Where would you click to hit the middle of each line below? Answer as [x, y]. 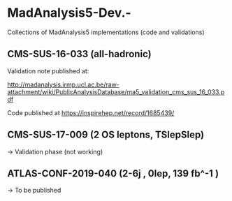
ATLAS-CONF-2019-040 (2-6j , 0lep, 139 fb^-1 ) [113, 173]
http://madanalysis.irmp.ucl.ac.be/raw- [64, 84]
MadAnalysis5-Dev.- [69, 13]
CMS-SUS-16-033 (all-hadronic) [79, 54]
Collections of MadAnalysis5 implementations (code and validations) [106, 32]
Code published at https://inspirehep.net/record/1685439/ [91, 112]
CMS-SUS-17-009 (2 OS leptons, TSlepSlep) [106, 135]
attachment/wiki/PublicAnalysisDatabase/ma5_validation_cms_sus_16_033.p [116, 91]
